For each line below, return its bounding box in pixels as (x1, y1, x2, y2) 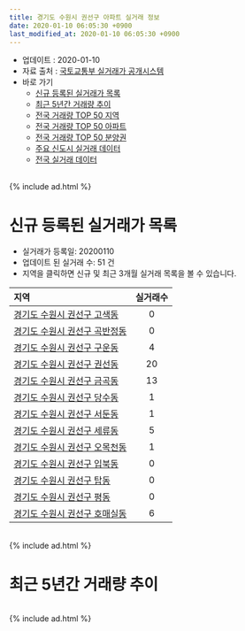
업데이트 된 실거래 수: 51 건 (21, 258, 115, 268)
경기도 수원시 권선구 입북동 (13, 458, 119, 470)
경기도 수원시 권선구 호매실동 (13, 508, 127, 520)
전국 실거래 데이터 (34, 154, 97, 165)
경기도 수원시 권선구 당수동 (13, 391, 119, 404)
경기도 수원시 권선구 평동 (13, 491, 111, 504)
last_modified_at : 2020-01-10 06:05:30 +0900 (9, 29, 180, 38)
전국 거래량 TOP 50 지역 (34, 110, 119, 120)
